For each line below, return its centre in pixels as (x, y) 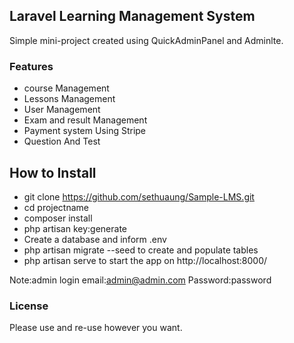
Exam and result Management (85, 120)
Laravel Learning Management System (132, 16)
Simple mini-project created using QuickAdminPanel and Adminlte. (146, 40)
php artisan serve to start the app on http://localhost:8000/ (145, 260)
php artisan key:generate (75, 228)
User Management (62, 110)
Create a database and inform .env (95, 239)
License (29, 306)
